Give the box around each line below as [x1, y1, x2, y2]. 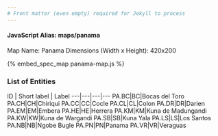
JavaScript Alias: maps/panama [7, 31, 101, 40]
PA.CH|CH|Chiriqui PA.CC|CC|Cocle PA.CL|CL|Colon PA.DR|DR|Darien [7, 100, 206, 108]
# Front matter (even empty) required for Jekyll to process [7, 10, 186, 17]
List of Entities [7, 77, 56, 86]
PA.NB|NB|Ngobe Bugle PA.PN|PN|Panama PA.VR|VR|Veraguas [7, 121, 186, 130]
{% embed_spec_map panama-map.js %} [7, 59, 125, 68]
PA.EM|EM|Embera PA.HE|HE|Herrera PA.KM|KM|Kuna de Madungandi [7, 107, 207, 115]
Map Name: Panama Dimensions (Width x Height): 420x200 [7, 46, 176, 55]
